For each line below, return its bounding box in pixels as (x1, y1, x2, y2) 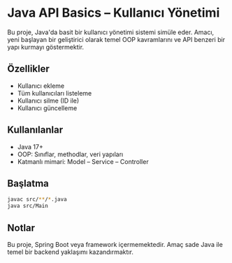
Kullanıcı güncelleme (17, 103, 78, 112)
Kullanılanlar (7, 124, 64, 136)
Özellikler (7, 63, 50, 75)
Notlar (7, 222, 36, 234)
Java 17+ (17, 142, 43, 151)
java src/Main (7, 202, 49, 210)
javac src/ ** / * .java (7, 196, 68, 203)
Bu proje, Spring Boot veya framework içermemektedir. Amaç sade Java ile (7, 240, 224, 248)
